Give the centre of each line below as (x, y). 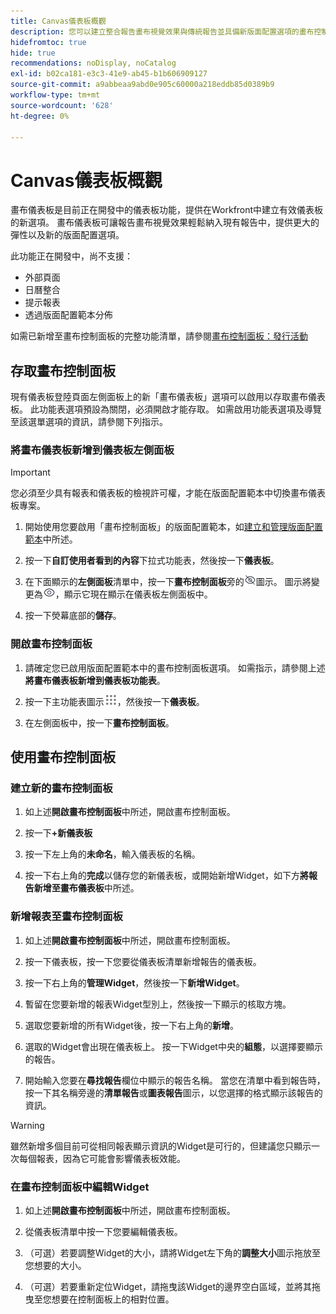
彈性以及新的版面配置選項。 (67, 235)
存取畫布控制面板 (63, 370)
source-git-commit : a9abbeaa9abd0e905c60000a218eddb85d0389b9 (142, 85)
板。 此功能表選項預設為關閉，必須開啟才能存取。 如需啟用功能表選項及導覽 (166, 409)
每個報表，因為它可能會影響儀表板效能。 (102, 1158)
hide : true (33, 53)
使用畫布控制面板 (63, 757)
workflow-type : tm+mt (55, 95)
